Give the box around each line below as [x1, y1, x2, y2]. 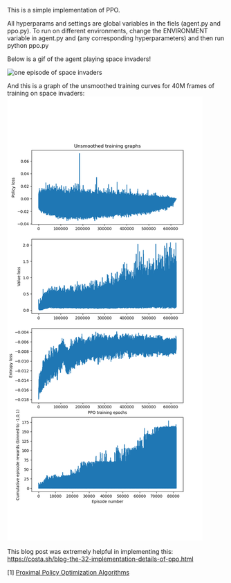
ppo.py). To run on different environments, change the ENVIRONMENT [7, 27, 209, 35]
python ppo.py [7, 42, 49, 49]
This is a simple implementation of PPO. [7, 6, 120, 14]
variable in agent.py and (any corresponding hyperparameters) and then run [7, 34, 225, 42]
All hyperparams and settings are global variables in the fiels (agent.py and [7, 19, 221, 27]
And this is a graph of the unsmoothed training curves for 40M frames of [7, 82, 214, 89]
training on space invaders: [7, 89, 85, 97]
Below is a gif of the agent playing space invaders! [7, 55, 151, 63]
